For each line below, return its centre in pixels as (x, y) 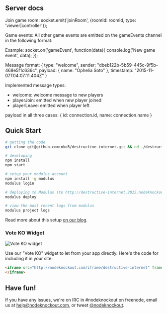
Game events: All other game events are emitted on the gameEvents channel (83, 35)
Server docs (24, 8)
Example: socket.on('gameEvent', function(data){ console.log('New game (80, 50)
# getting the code (25, 142)
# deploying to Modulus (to (34, 192)
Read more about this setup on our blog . (46, 220)
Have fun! (21, 288)
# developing (19, 156)
